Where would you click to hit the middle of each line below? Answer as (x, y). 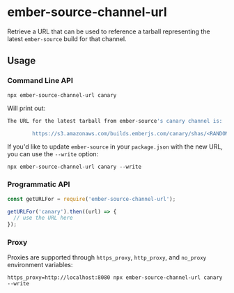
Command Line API (40, 81)
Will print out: (26, 108)
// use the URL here (43, 218)
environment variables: (40, 265)
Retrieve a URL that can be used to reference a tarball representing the (109, 31)
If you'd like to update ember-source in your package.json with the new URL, (115, 146)
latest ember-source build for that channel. (67, 38)
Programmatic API (39, 184)
